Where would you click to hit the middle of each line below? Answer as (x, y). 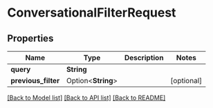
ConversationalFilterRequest (92, 13)
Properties (30, 38)
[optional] (186, 81)
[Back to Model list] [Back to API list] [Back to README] (86, 98)
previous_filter (35, 81)
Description (144, 58)
